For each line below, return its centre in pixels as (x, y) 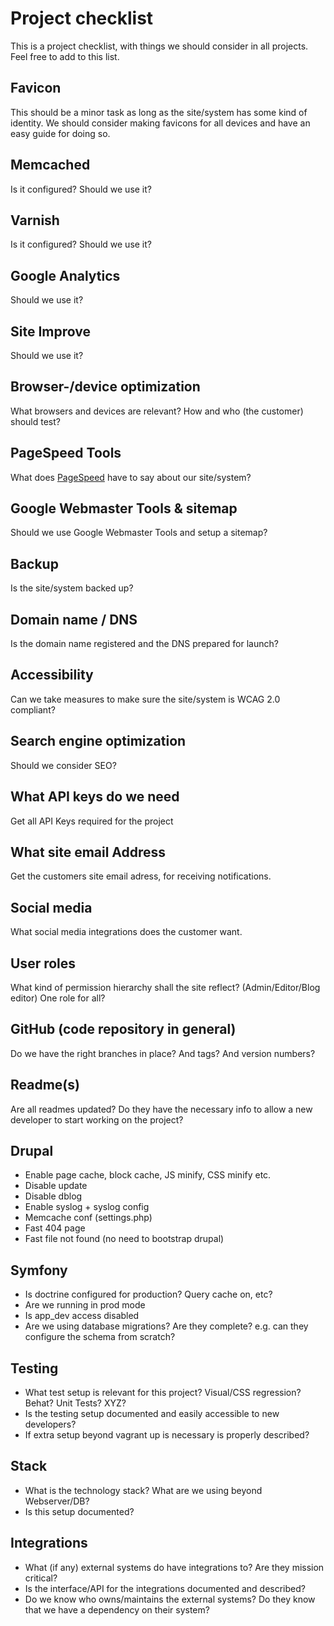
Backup (34, 563)
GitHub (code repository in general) (123, 1029)
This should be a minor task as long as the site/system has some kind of (159, 112)
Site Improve (50, 331)
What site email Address (88, 852)
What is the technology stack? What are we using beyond (143, 1490)
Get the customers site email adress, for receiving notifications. (141, 876)
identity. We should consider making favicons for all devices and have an (160, 123)
